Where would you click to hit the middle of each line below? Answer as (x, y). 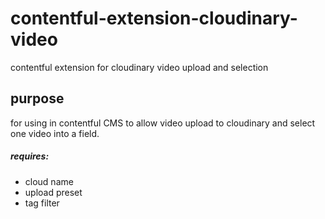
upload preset (53, 192)
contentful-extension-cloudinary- (154, 18)
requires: (30, 156)
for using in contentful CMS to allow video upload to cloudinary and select (163, 123)
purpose (37, 98)
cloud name (49, 181)
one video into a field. (55, 133)
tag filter (42, 203)
